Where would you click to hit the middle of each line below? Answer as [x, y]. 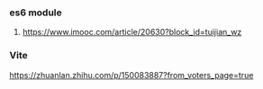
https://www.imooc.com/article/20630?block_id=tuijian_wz [132, 32]
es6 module [36, 13]
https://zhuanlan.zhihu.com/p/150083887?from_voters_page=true [131, 75]
